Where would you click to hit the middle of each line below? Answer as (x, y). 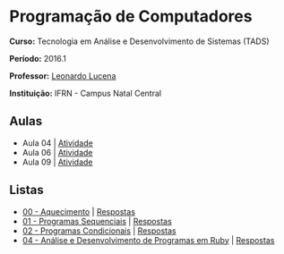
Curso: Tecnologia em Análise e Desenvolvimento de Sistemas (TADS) (140, 41)
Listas (27, 190)
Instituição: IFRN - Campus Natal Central (86, 93)
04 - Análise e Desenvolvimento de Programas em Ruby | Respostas (148, 240)
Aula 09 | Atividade (57, 162)
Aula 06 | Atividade (57, 152)
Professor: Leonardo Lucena (63, 76)
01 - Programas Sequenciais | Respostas (97, 221)
